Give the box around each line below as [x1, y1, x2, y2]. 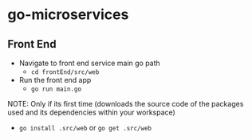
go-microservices [7, 6, 129, 24]
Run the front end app [18, 76, 92, 84]
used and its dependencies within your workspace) [7, 107, 176, 117]
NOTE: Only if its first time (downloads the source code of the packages [7, 99, 244, 108]
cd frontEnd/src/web [30, 68, 100, 76]
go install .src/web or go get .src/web [18, 123, 152, 132]
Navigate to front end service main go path [18, 58, 160, 68]
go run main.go [30, 85, 81, 93]
